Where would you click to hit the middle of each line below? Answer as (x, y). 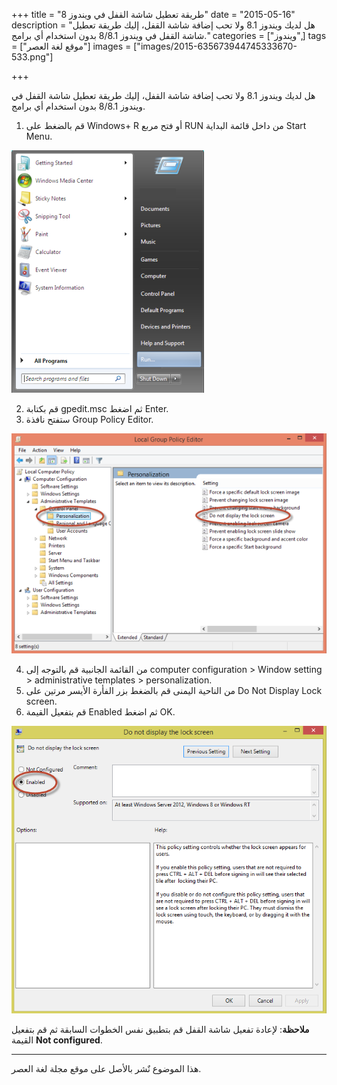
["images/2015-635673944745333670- (215, 46)
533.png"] (32, 57)
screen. (41, 701)
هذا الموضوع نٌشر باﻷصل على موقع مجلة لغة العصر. (106, 1069)
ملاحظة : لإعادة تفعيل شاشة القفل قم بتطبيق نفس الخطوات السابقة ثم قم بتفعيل (160, 1030)
